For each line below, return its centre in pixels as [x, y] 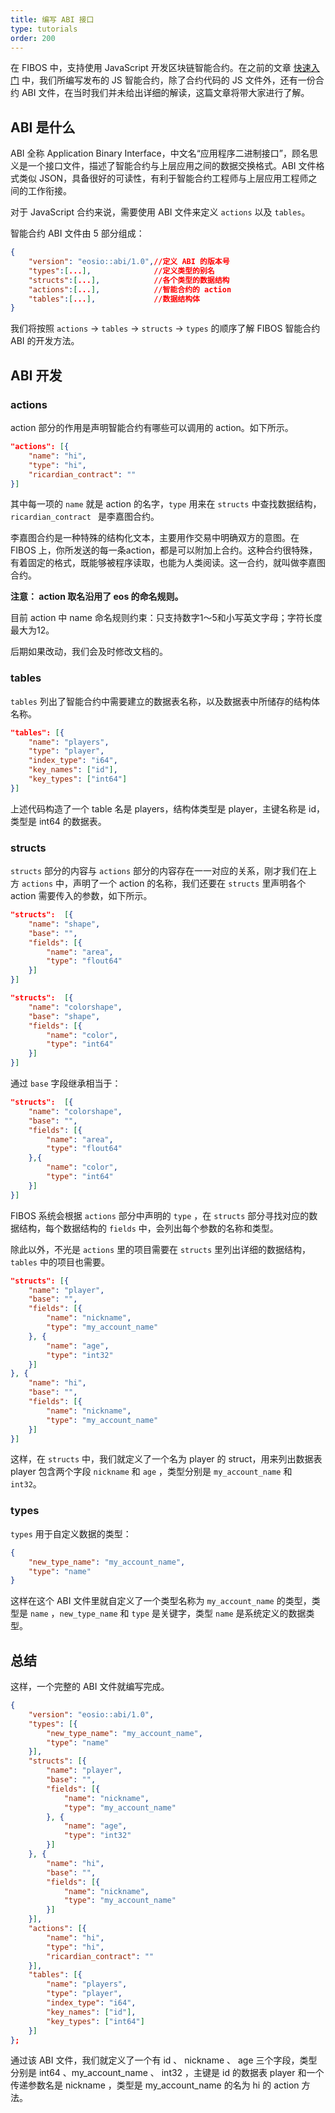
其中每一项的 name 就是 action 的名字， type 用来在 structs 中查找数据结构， [166, 504]
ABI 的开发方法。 [45, 341]
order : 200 [33, 38]
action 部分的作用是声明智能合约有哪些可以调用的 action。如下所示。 [152, 427]
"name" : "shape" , [64, 924]
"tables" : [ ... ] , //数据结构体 [114, 299]
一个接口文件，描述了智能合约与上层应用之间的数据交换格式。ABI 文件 [172, 166]
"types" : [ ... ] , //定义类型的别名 [121, 271]
